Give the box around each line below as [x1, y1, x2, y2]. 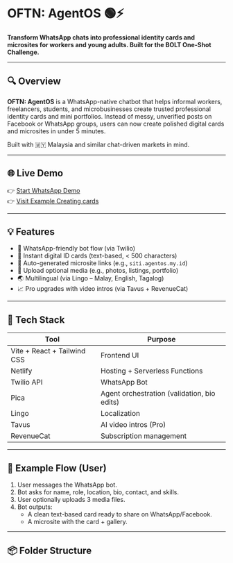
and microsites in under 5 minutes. [7, 126, 106, 135]
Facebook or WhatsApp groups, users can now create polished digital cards [7, 119, 225, 128]
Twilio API [10, 378, 43, 387]
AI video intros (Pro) [100, 420, 166, 430]
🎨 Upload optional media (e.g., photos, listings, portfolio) [17, 267, 179, 275]
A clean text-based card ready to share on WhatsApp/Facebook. [27, 510, 213, 518]
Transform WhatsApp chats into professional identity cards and [7, 33, 196, 42]
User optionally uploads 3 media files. [17, 496, 126, 503]
